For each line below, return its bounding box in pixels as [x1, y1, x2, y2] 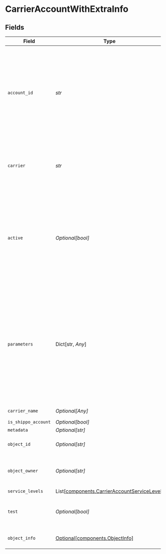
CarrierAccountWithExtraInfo [5, 3, 128, 15]
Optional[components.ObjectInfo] [55, 535, 134, 542]
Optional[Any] [55, 408, 88, 414]
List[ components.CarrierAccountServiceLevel [55, 488, 162, 495]
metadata [7, 427, 28, 433]
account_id [7, 90, 33, 95]
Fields [5, 23, 25, 32]
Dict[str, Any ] [55, 341, 86, 347]
